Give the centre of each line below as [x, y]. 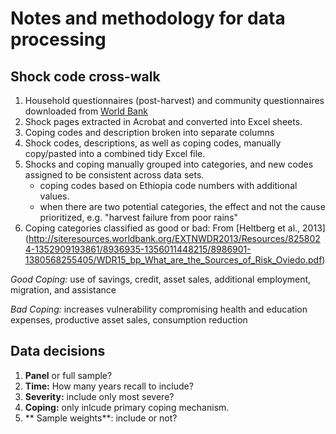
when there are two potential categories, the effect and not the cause [182, 206]
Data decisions [58, 351]
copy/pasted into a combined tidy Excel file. [115, 153]
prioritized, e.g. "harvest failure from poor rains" [139, 217]
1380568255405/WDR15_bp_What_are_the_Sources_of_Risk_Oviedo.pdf [173, 260]
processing [58, 39]
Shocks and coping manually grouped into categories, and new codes [169, 164]
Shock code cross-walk [85, 76]
